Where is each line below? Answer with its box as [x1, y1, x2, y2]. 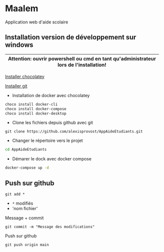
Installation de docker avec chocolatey [12, 92, 90, 98]
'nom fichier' [12, 205, 38, 211]
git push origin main [5, 242, 49, 247]
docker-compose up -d [5, 165, 49, 171]
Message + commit [5, 215, 44, 221]
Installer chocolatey [5, 74, 45, 79]
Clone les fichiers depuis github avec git [12, 120, 93, 126]
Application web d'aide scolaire [5, 19, 68, 25]
